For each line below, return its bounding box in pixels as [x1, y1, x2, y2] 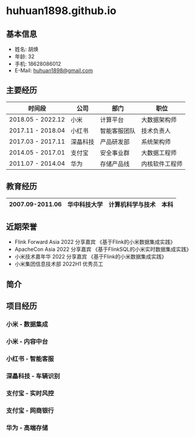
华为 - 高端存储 [6, 423, 48, 432]
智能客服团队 [100, 126, 136, 135]
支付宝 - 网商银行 [6, 406, 54, 415]
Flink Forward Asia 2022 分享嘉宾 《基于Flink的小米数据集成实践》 [14, 238, 176, 246]
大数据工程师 [141, 149, 177, 157]
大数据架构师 [141, 116, 177, 124]
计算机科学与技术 [108, 200, 156, 209]
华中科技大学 [67, 200, 103, 209]
